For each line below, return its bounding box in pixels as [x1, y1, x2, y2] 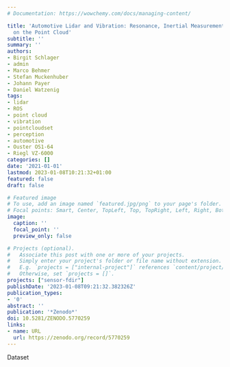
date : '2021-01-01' [7, 163, 63, 169]
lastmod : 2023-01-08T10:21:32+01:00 [7, 169, 112, 176]
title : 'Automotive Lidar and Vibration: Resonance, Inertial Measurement [7, 22, 225, 29]
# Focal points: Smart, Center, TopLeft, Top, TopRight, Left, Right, [7, 207, 213, 214]
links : [7, 322, 26, 329]
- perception [7, 131, 44, 138]
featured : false [7, 176, 53, 182]
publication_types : [7, 289, 63, 296]
